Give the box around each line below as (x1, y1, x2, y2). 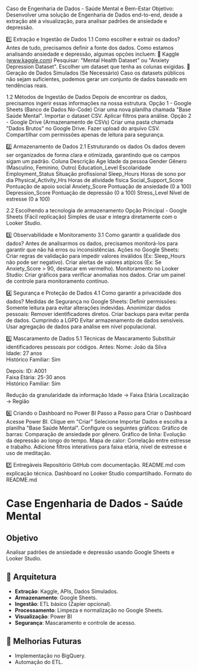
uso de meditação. (6, 450, 51, 456)
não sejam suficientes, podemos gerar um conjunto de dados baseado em (6, 76, 187, 82)
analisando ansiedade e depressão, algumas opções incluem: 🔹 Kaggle (6, 50, 180, 57)
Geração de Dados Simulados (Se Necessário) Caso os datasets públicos (6, 69, 185, 76)
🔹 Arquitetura (6, 572, 57, 582)
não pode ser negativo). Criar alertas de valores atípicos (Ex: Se (6, 259, 161, 266)
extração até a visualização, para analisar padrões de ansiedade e (6, 18, 167, 24)
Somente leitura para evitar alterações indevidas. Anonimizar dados (6, 304, 171, 311)
